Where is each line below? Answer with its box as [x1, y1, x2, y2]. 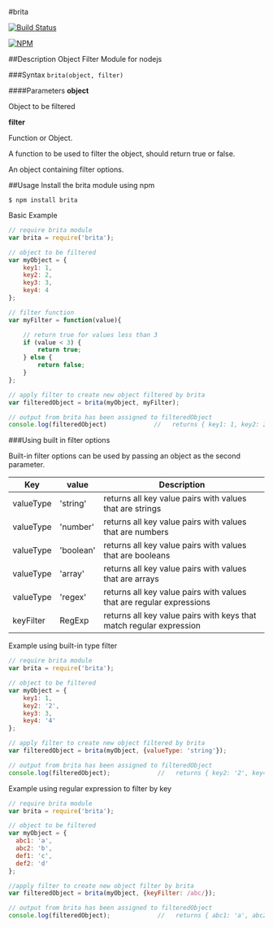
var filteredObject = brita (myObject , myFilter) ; [8, 398, 180, 406]
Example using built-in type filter [8, 641, 118, 650]
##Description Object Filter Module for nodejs [8, 55, 162, 63]
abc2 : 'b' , [15, 844, 53, 852]
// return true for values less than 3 [23, 330, 158, 339]
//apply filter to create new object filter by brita [8, 882, 195, 890]
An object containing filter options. [8, 164, 124, 174]
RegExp [59, 615, 89, 626]
